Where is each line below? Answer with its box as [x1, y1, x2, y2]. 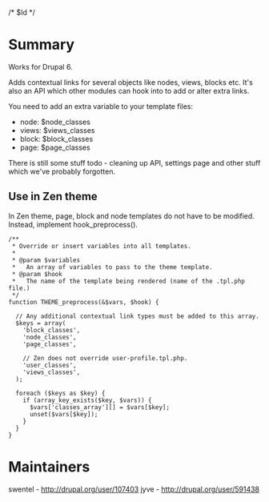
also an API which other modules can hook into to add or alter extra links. [8, 86, 250, 95]
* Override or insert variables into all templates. [11, 242, 192, 250]
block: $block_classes [19, 134, 94, 143]
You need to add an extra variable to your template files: [8, 101, 194, 111]
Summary [8, 36, 74, 54]
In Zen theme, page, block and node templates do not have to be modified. [8, 211, 255, 220]
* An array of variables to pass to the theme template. [11, 263, 214, 271]
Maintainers [8, 457, 90, 476]
